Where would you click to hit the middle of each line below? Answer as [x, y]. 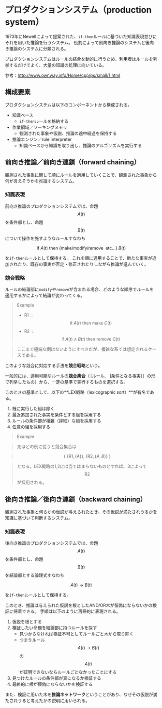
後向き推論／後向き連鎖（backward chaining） [76, 499]
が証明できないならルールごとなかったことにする [68, 672]
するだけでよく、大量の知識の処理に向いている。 [58, 65]
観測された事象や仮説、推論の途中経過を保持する [68, 133]
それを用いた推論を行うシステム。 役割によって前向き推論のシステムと [75, 42]
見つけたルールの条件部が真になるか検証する [57, 678]
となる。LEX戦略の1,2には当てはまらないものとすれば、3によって [82, 466]
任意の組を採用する [31, 427]
